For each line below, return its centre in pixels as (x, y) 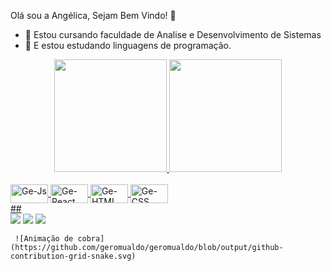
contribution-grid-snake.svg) (73, 256)
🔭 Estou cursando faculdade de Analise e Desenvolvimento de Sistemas (173, 34)
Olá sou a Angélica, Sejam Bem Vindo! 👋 (93, 15)
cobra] (91, 239)
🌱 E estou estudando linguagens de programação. (128, 45)
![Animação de (44, 239)
